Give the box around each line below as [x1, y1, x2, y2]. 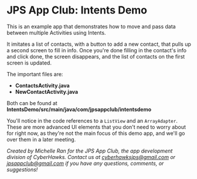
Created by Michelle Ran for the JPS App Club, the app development [6, 147, 173, 154]
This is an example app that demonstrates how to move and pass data [6, 23, 176, 30]
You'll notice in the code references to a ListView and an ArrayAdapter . [6, 117, 178, 124]
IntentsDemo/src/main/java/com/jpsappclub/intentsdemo [6, 106, 152, 113]
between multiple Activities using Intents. [6, 29, 106, 36]
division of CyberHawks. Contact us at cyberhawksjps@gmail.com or [6, 153, 175, 160]
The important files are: [6, 70, 63, 77]
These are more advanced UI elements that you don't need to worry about [6, 123, 186, 130]
